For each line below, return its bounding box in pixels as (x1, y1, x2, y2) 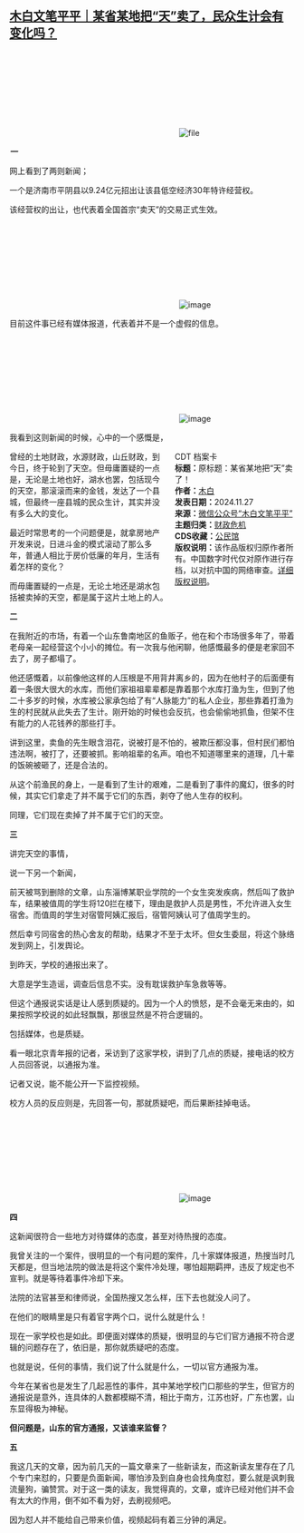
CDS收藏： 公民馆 (175, 530, 240, 542)
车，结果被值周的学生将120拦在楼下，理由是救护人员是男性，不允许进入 (9, 897, 277, 909)
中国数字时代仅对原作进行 (190, 552, 287, 564)
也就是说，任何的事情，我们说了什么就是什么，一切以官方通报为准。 (9, 1361, 263, 1372)
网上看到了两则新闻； (9, 165, 89, 176)
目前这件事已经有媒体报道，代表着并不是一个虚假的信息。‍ (9, 317, 223, 328)
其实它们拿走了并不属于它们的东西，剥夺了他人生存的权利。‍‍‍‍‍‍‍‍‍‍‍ (24, 790, 247, 801)
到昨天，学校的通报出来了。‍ (9, 959, 113, 970)
